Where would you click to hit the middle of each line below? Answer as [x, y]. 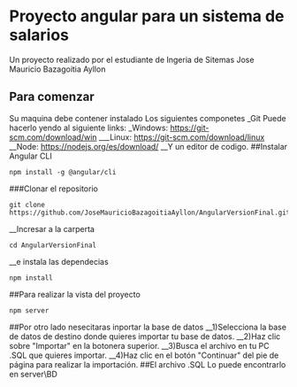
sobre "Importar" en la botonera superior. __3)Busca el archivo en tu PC [139, 345]
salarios [39, 35]
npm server [29, 310]
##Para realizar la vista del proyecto [75, 294]
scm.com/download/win [53, 137]
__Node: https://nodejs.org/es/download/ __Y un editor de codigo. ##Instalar [148, 146]
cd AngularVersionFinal [53, 245]
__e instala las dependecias [59, 261]
